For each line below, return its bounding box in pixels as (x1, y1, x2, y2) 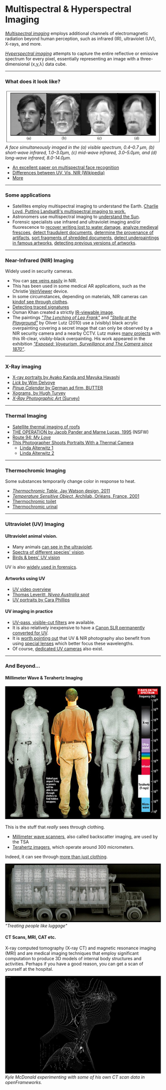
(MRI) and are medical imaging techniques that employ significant (5, 950, 139, 956)
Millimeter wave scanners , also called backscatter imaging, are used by (12, 833, 158, 840)
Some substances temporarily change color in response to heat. (5, 478, 136, 484)
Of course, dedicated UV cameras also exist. (12, 645, 104, 652)
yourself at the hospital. (5, 966, 53, 972)
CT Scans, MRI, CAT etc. (5, 934, 56, 940)
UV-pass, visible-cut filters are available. (12, 619, 95, 625)
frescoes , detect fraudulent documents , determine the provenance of (12, 229, 154, 235)
